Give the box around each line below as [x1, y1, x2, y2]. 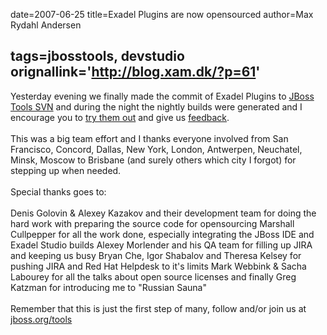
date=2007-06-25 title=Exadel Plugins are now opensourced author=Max [10, 9, 314, 20]
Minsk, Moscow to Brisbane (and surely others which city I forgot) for [10, 154, 297, 166]
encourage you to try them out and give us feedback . [10, 111, 230, 123]
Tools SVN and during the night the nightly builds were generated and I [10, 100, 303, 113]
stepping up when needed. [10, 164, 122, 176]
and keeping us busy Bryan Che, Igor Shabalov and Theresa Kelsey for [10, 249, 302, 261]
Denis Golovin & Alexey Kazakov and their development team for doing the [10, 207, 317, 219]
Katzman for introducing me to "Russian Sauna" [10, 281, 207, 293]
